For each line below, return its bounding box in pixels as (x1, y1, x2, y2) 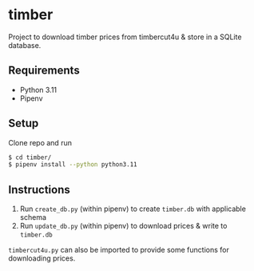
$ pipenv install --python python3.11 (8, 161, 137, 169)
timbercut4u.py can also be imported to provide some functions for (8, 245, 229, 255)
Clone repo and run (8, 137, 72, 147)
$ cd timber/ (8, 153, 52, 161)
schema (19, 213, 46, 222)
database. (8, 40, 42, 50)
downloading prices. (8, 253, 76, 263)
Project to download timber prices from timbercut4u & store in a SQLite (8, 32, 242, 42)
